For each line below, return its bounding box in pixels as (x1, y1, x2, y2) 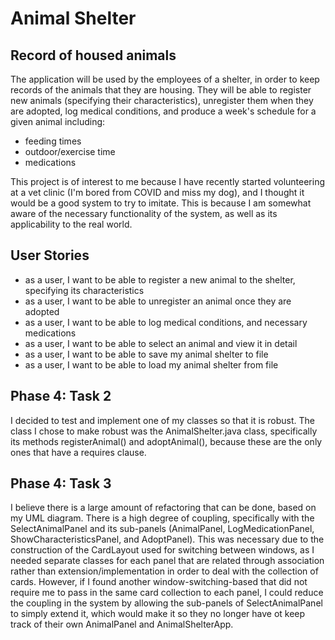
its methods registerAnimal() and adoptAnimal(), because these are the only (10, 435, 323, 447)
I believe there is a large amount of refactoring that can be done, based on (10, 502, 317, 514)
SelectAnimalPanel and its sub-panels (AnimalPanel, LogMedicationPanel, (10, 523, 315, 535)
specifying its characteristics (24, 284, 145, 296)
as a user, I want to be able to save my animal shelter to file (24, 348, 269, 360)
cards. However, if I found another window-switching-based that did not (10, 576, 308, 588)
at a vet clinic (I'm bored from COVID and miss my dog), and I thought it (10, 187, 305, 198)
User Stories (10, 247, 90, 264)
